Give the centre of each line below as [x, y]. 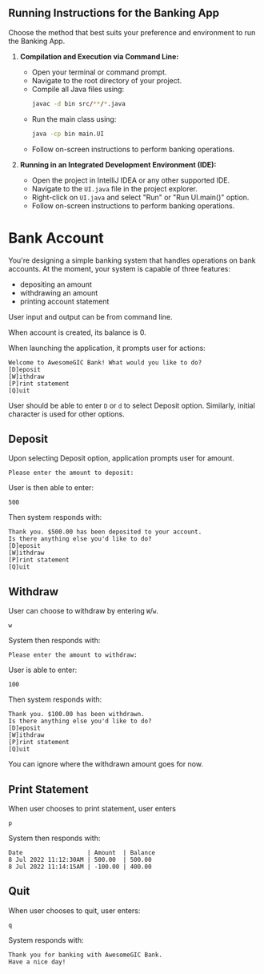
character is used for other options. [67, 414]
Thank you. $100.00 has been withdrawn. [77, 714]
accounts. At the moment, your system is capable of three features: [119, 268]
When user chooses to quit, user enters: [74, 910]
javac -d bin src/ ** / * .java [78, 103]
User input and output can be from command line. [90, 316]
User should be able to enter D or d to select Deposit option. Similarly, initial [132, 405]
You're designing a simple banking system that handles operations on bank [132, 260]
